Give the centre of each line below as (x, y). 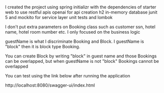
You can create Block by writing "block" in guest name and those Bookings (81, 56)
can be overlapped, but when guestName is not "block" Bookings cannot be (82, 61)
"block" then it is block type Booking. (43, 46)
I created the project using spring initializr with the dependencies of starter (81, 7)
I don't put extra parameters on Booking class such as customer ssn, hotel (80, 27)
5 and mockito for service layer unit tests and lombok (59, 17)
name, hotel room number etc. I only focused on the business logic (73, 32)
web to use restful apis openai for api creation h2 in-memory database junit (81, 12)
